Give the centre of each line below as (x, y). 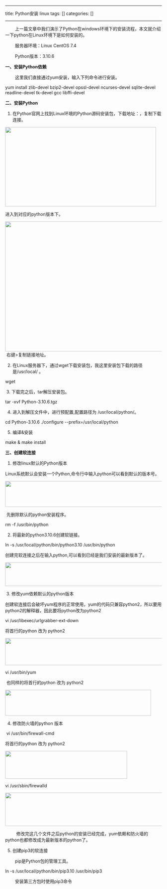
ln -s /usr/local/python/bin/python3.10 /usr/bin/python (60, 545)
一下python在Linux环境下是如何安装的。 (46, 35)
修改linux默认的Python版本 (40, 463)
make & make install (26, 442)
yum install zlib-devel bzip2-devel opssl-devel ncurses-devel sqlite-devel (80, 87)
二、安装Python (22, 103)
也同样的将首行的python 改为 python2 (45, 683)
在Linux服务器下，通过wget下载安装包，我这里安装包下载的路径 (77, 365)
